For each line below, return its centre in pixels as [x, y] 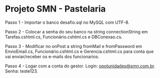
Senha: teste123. [22, 71]
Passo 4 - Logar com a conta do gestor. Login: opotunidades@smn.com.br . [80, 66]
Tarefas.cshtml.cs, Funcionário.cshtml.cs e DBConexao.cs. [64, 37]
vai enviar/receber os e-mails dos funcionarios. [52, 56]
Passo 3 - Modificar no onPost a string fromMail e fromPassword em [73, 46]
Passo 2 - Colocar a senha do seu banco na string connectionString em [76, 31]
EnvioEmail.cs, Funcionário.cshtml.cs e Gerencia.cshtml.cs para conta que [80, 51]
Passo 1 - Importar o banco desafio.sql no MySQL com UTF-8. [67, 22]
